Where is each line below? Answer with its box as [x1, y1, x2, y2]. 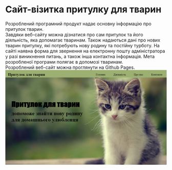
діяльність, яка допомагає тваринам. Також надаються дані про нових [5, 37, 160, 43]
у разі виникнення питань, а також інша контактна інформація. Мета [5, 53, 155, 60]
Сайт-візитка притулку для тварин [5, 4, 162, 15]
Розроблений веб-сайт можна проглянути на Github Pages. [5, 64, 135, 70]
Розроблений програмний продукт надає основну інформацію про [5, 21, 152, 27]
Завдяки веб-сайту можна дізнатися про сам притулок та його [5, 31, 143, 37]
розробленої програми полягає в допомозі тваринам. [5, 59, 123, 65]
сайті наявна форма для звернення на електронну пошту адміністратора [5, 48, 165, 54]
